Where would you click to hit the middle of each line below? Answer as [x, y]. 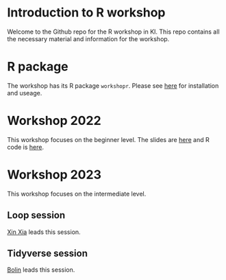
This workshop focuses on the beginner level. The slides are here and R [109, 139]
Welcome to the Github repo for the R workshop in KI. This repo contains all [114, 32]
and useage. [25, 93]
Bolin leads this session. [41, 270]
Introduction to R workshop [86, 13]
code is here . [26, 147]
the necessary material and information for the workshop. [88, 38]
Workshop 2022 [54, 121]
